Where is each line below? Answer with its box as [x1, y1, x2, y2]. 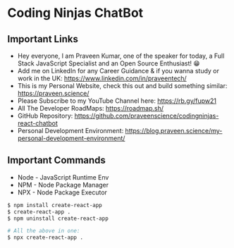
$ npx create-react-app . [7, 234, 83, 241]
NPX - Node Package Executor [17, 188, 108, 197]
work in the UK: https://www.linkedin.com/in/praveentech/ [17, 74, 187, 82]
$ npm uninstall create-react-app [7, 215, 109, 222]
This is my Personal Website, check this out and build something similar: [17, 82, 228, 89]
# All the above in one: [7, 228, 80, 235]
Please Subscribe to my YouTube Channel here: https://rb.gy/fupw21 [17, 97, 217, 105]
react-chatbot [17, 119, 58, 128]
